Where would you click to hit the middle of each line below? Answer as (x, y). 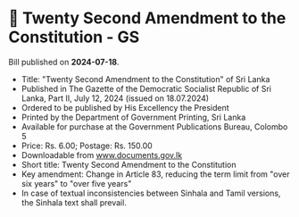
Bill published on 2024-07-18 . (64, 62)
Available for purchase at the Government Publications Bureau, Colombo (154, 126)
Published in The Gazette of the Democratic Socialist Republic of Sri (146, 88)
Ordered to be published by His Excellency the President (125, 107)
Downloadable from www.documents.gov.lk (102, 154)
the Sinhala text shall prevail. (74, 202)
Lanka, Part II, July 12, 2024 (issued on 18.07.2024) (115, 98)
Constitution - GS (74, 37)
